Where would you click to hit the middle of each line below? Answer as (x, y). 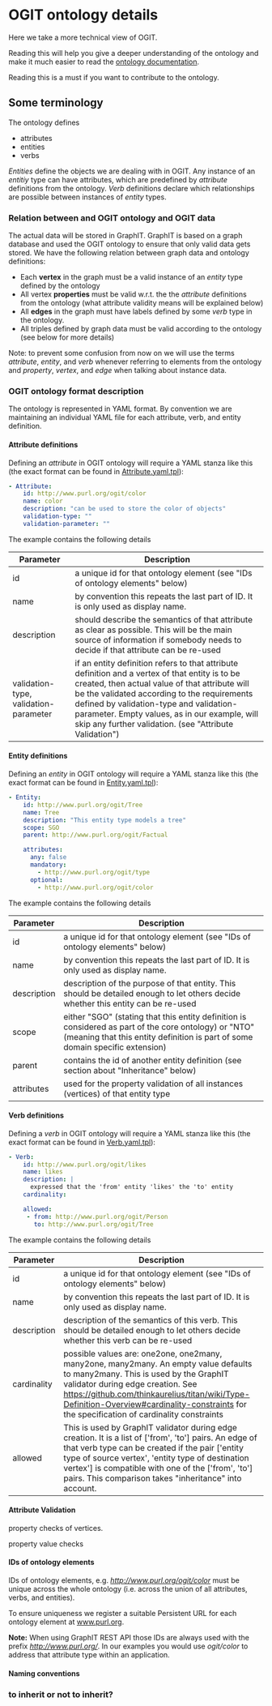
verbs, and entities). (42, 1597)
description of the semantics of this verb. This (151, 1320)
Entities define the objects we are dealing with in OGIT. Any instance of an (132, 171)
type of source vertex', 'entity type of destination (156, 1458)
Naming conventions (44, 1673)
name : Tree (41, 812)
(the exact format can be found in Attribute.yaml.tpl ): (96, 471)
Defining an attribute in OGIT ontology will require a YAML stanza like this (131, 463)
